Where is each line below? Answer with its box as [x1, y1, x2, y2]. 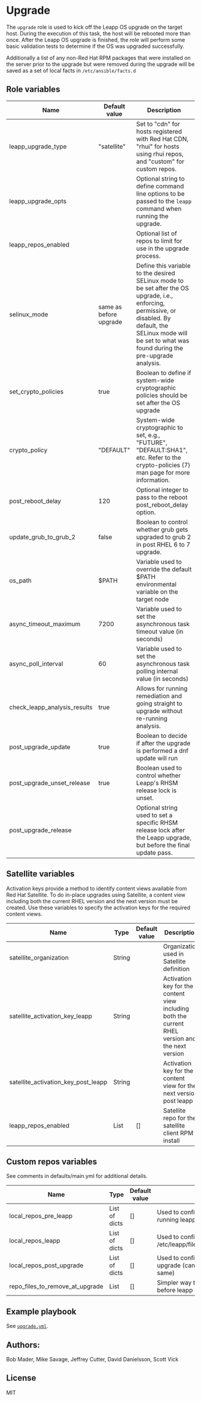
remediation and [136, 692, 182, 700]
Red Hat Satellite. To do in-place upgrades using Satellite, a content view [6, 891, 185, 898]
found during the [136, 344, 184, 352]
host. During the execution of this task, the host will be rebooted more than [6, 29, 191, 37]
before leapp [157, 1286, 193, 1294]
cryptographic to [136, 423, 184, 432]
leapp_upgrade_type [9, 142, 67, 151]
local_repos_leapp [9, 1237, 61, 1245]
